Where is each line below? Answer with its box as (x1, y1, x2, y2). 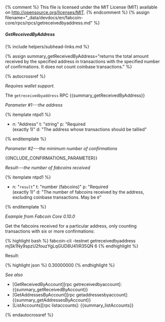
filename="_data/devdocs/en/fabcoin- (5, 15, 83, 20)
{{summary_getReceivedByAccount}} (12, 286, 88, 292)
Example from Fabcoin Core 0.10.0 (5, 213, 75, 219)
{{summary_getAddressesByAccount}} (12, 297, 91, 303)
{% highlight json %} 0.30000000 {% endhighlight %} (5, 262, 115, 268)
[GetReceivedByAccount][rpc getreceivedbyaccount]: (12, 281, 122, 287)
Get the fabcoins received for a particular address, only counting (5, 223, 137, 229)
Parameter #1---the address (5, 102, 63, 108)
